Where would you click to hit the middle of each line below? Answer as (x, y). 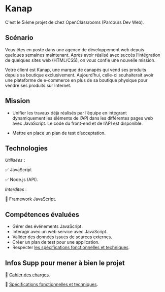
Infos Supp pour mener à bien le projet (65, 263)
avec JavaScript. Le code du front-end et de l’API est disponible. (77, 123)
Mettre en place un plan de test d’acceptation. (59, 133)
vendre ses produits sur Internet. (38, 85)
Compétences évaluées (42, 214)
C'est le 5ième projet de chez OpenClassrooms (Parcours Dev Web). (75, 22)
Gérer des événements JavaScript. (47, 226)
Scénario (19, 38)
